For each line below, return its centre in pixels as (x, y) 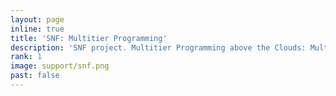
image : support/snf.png (60, 66)
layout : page (37, 19)
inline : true (37, 29)
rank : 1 (26, 57)
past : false (35, 76)
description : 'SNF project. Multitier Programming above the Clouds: (158, 47)
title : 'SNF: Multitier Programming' (89, 38)
